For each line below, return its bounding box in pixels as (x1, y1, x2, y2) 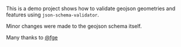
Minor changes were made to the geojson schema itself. (6, 23, 142, 29)
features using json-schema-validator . (6, 11, 99, 18)
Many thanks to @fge (6, 34, 58, 41)
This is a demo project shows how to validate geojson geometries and (6, 5, 176, 12)
